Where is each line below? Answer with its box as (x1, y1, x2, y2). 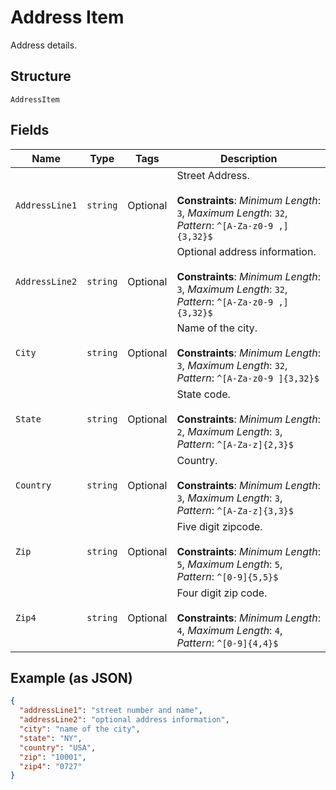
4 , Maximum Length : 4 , (176, 623, 283, 637)
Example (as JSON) (10, 669, 133, 686)
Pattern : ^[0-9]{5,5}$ (176, 569, 279, 583)
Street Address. (176, 168, 250, 182)
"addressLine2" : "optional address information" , (19, 715, 230, 725)
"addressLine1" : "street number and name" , (19, 706, 203, 716)
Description (219, 151, 278, 165)
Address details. (10, 39, 78, 51)
